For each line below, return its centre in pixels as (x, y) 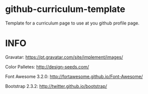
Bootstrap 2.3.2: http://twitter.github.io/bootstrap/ (56, 86)
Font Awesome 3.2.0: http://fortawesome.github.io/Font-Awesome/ (74, 76)
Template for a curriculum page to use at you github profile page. (72, 23)
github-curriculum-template (65, 9)
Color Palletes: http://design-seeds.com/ (47, 66)
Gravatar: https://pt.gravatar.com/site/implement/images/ (64, 57)
